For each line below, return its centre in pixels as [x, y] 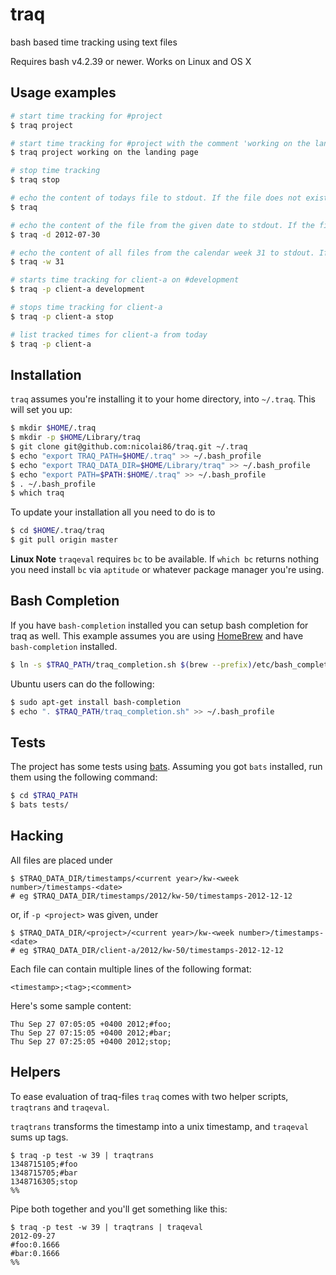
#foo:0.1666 [35, 1244]
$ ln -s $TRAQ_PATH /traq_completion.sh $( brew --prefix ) [131, 664]
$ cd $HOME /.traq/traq [57, 531]
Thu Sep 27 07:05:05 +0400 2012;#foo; [91, 1024]
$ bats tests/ [40, 805]
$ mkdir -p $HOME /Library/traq [75, 438]
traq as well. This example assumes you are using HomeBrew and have [157, 635]
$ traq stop [35, 180]
